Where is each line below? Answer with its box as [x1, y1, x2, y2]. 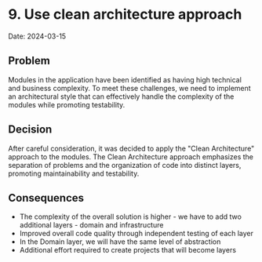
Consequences [8, 191, 85, 205]
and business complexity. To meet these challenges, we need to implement [8, 83, 251, 93]
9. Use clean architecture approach [8, 5, 242, 24]
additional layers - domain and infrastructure [19, 220, 164, 230]
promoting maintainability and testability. [8, 169, 140, 178]
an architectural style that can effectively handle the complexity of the [8, 92, 235, 101]
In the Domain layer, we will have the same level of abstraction [19, 237, 221, 246]
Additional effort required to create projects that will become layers [19, 246, 237, 255]
